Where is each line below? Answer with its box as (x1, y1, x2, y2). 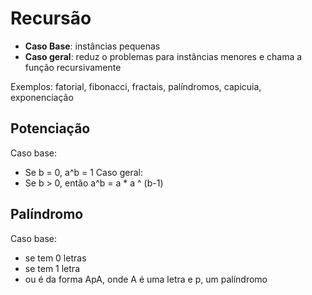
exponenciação (10, 91, 74, 103)
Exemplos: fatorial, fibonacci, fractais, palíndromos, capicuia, (10, 80, 262, 92)
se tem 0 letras (24, 252, 87, 264)
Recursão (10, 7, 92, 30)
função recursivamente (24, 61, 122, 73)
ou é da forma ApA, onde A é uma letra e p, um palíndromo (24, 273, 268, 285)
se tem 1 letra (24, 262, 80, 274)
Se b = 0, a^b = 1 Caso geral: (24, 166, 143, 178)
